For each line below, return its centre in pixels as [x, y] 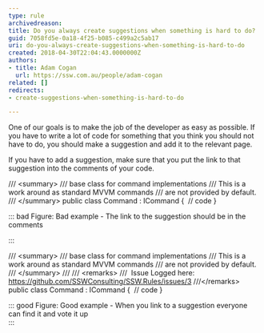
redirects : [26, 90]
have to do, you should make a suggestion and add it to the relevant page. [130, 144]
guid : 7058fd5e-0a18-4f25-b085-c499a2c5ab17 [84, 38]
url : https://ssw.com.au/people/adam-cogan [89, 75]
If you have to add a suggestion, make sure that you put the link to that [125, 160]
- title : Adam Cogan [43, 68]
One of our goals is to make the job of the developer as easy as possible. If [132, 127]
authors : [23, 61]
